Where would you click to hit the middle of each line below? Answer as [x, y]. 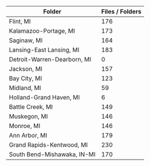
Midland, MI [25, 88]
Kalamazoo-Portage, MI [42, 31]
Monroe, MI [25, 126]
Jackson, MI [26, 69]
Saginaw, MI [26, 40]
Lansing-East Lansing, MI [44, 50]
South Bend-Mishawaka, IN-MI [52, 154]
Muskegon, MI [29, 116]
